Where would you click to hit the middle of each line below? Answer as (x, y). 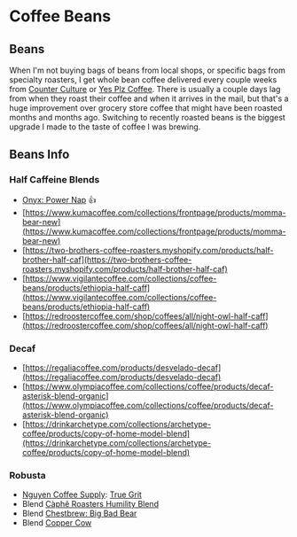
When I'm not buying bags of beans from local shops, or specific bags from (147, 70)
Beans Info (39, 155)
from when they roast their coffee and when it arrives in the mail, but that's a (149, 98)
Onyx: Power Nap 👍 (59, 199)
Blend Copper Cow (57, 523)
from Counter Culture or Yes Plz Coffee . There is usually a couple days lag (145, 89)
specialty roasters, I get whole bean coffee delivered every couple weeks (143, 80)
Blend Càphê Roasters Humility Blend (90, 504)
